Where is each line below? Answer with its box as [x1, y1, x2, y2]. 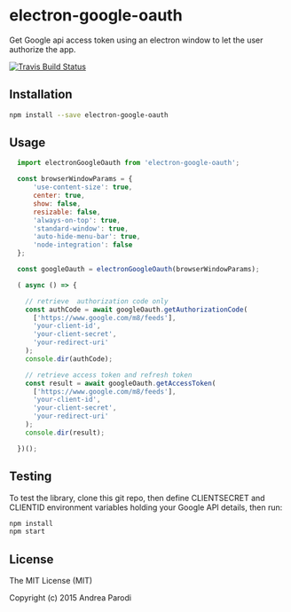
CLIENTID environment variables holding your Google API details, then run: [9, 502, 283, 513]
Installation [9, 87, 73, 102]
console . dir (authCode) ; [25, 354, 114, 364]
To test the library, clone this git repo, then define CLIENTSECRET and [9, 492, 265, 503]
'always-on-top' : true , [32, 216, 122, 224]
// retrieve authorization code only [25, 296, 169, 306]
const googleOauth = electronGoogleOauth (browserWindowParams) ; [17, 265, 260, 274]
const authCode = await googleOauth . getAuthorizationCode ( [25, 305, 248, 314]
